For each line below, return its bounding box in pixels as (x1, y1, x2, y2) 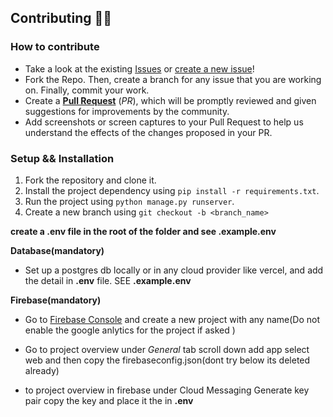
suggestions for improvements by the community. (24, 105, 230, 117)
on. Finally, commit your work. (24, 84, 150, 96)
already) (24, 364, 60, 376)
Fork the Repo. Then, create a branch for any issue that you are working (24, 73, 322, 85)
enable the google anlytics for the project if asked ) (24, 324, 236, 336)
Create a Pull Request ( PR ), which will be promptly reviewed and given (24, 94, 317, 106)
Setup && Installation (10, 151, 115, 165)
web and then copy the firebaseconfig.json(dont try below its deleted (24, 354, 311, 366)
